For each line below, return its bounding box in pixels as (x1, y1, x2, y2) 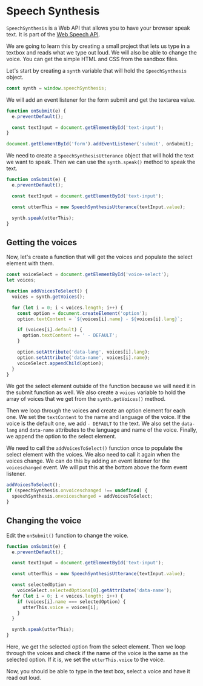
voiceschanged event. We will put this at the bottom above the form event (6, 464, 188, 471)
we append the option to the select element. (6, 433, 117, 440)
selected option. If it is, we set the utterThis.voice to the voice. (6, 656, 165, 664)
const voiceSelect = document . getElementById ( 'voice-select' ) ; (6, 271, 170, 278)
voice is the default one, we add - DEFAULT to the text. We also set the (6, 420, 181, 427)
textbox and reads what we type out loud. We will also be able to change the (6, 48, 197, 56)
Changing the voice (6, 516, 82, 526)
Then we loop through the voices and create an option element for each (6, 407, 186, 414)
